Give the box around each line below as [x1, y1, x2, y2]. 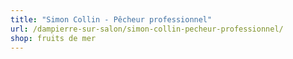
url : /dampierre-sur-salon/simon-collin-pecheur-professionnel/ [10, 24, 284, 34]
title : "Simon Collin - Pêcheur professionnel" [10, 14, 213, 25]
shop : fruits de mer [10, 33, 97, 43]
